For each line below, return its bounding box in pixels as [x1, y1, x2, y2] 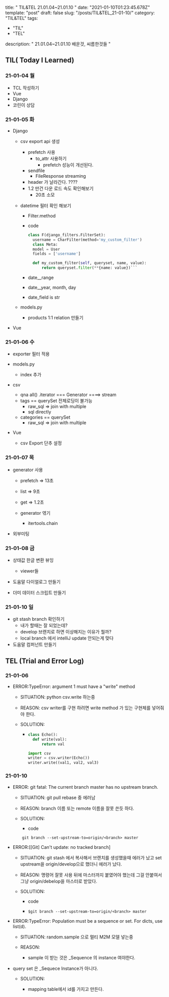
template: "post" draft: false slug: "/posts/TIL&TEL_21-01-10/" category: [5, 10, 155, 16]
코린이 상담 [12, 102, 35, 108]
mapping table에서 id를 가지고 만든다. [27, 986, 104, 992]
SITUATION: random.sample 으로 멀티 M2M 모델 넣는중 [20, 934, 133, 940]
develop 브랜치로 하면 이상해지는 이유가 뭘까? [20, 629, 112, 635]
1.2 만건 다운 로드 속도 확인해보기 [27, 185, 94, 191]
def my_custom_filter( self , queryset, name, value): [32, 261, 147, 266]
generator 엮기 [20, 510, 51, 516]
